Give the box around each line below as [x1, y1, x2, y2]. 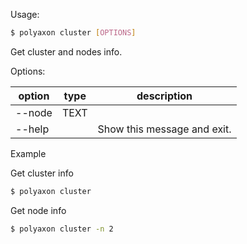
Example [10, 147, 47, 159]
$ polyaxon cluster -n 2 [10, 224, 114, 234]
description [136, 89, 193, 103]
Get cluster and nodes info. [10, 45, 123, 58]
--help [15, 122, 50, 136]
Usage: [10, 9, 40, 20]
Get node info [10, 204, 67, 216]
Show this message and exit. [97, 122, 232, 136]
